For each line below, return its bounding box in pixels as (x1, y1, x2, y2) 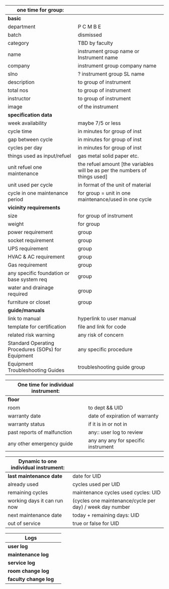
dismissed (77, 31, 102, 38)
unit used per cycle (8, 182, 53, 188)
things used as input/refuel (8, 152, 71, 159)
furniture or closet (8, 299, 50, 306)
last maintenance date (8, 473, 63, 480)
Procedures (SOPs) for (8, 346, 62, 352)
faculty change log (8, 576, 54, 582)
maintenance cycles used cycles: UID (72, 489, 161, 496)
